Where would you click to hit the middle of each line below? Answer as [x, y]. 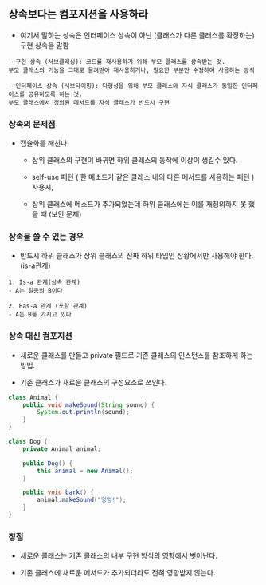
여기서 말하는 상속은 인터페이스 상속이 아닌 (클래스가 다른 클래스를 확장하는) [137, 35]
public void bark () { [58, 493]
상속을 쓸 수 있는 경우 [46, 237]
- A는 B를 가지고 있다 [40, 315]
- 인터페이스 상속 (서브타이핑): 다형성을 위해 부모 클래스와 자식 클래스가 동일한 [123, 86]
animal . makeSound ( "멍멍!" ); [82, 500]
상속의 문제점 [32, 124]
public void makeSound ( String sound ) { [89, 405]
